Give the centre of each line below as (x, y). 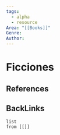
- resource (24, 22)
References (27, 89)
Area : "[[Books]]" (28, 28)
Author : (15, 38)
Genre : (14, 33)
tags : (13, 11)
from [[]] (18, 127)
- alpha (21, 17)
